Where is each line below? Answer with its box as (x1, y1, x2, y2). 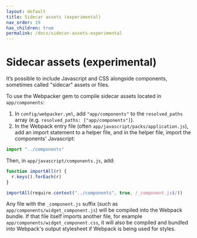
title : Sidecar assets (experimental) (6, 14, 101, 20)
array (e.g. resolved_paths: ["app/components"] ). (14, 117, 135, 124)
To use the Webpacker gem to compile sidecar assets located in (6, 93, 162, 100)
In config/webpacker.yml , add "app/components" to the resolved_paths (14, 110, 183, 117)
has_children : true (6, 25, 54, 31)
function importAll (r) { (6, 168, 67, 174)
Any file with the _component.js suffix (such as (6, 200, 118, 208)
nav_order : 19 (6, 19, 41, 25)
